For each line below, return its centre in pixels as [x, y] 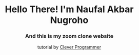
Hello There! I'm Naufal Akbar [69, 9]
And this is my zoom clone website [69, 36]
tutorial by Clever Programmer [69, 47]
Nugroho [69, 20]
